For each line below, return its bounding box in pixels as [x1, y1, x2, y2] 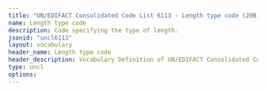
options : [8, 70, 37, 78]
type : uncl [8, 63, 44, 71]
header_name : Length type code [8, 48, 112, 56]
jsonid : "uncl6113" [8, 33, 73, 42]
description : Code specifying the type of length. [8, 26, 179, 34]
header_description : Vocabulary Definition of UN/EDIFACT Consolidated [8, 56, 249, 64]
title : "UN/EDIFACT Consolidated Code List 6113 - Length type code [8, 11, 239, 20]
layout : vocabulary [8, 41, 73, 49]
